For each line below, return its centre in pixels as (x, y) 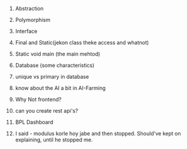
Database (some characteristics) (55, 65)
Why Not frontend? (38, 99)
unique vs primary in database (52, 77)
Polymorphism (33, 20)
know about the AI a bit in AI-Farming (60, 88)
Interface (26, 31)
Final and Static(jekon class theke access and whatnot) (82, 43)
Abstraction (29, 9)
